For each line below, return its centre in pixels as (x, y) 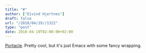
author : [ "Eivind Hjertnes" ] (35, 14)
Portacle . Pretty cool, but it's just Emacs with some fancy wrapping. (73, 46)
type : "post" (18, 27)
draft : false (18, 18)
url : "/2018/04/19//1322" (31, 23)
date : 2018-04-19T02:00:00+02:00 (39, 32)
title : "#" (16, 9)
